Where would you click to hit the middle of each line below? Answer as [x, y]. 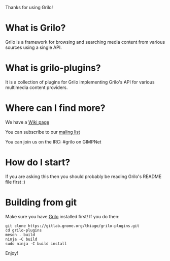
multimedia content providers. [37, 87]
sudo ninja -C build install [36, 244]
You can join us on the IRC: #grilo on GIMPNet [53, 141]
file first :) [15, 182]
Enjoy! [12, 253]
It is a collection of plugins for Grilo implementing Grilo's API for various [80, 82]
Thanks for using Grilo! [29, 7]
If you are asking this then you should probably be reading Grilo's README [83, 176]
